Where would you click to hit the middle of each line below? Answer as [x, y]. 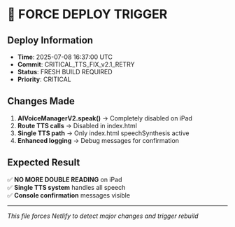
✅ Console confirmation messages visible [69, 195]
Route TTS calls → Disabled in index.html [77, 125]
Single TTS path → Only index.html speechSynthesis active [103, 133]
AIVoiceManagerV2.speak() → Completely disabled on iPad [105, 118]
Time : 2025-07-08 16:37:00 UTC [65, 57]
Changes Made [41, 101]
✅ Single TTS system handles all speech [66, 187]
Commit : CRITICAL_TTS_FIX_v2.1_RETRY [76, 64]
